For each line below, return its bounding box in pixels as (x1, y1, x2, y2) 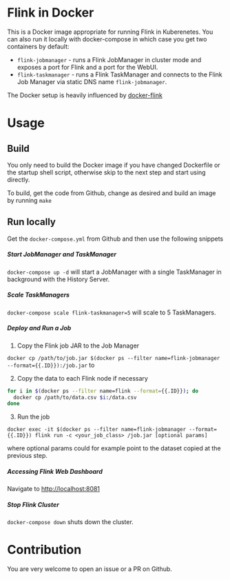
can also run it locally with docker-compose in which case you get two (7, 34, 207, 43)
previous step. (7, 452, 48, 460)
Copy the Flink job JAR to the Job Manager (17, 341, 140, 350)
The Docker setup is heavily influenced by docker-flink (7, 91, 163, 99)
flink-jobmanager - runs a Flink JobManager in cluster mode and (17, 55, 202, 63)
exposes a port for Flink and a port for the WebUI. (17, 63, 158, 71)
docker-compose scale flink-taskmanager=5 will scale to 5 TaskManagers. (7, 308, 216, 317)
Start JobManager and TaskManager (7, 250, 117, 259)
